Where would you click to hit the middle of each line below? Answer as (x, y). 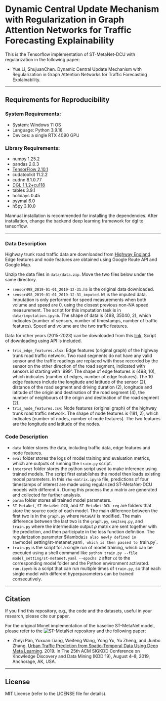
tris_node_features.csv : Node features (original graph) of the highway (84, 408)
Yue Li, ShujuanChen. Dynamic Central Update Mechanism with (77, 69)
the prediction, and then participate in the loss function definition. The (83, 531)
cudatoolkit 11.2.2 (30, 175)
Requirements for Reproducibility (57, 100)
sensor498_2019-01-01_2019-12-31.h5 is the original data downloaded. (83, 289)
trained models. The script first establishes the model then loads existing (86, 474)
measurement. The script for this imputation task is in (66, 310)
